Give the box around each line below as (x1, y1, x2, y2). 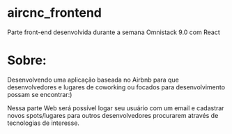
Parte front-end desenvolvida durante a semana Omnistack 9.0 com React (7, 28, 221, 36)
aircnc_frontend (7, 5, 102, 21)
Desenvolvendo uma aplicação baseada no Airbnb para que (7, 75, 179, 84)
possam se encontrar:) (7, 90, 72, 98)
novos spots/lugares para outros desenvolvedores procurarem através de (7, 111, 219, 119)
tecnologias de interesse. (7, 119, 80, 127)
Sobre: (7, 52, 47, 68)
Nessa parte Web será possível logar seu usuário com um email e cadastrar (7, 103, 224, 112)
